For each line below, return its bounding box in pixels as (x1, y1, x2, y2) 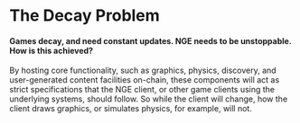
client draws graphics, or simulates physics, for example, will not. (9, 103, 253, 114)
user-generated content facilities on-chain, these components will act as (9, 75, 280, 85)
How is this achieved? (9, 45, 93, 56)
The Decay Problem (9, 5, 160, 26)
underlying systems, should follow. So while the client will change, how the (9, 93, 288, 104)
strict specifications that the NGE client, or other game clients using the (9, 84, 276, 95)
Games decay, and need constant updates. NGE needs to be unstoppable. (9, 35, 292, 46)
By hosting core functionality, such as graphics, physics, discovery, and (9, 65, 277, 76)
